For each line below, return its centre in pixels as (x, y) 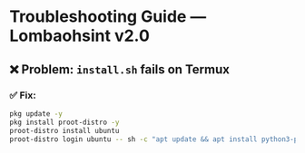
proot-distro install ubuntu (64, 130)
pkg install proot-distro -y (64, 122)
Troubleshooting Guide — (108, 17)
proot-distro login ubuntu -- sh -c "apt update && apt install (133, 139)
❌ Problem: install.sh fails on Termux (119, 69)
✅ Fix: (23, 95)
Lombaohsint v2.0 (79, 36)
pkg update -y (36, 114)
